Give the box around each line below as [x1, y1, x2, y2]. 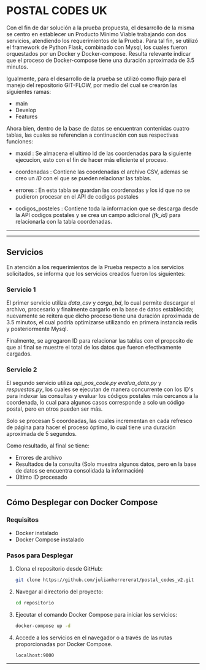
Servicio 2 [6, 365, 37, 374]
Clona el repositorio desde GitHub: [15, 565, 103, 573]
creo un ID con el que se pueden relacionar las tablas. [15, 174, 152, 181]
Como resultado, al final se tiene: [6, 442, 90, 449]
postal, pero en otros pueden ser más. [6, 405, 103, 413]
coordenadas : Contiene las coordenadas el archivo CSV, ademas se [15, 168, 188, 175]
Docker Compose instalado [15, 536, 85, 543]
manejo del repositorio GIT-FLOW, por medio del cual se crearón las [6, 81, 178, 89]
